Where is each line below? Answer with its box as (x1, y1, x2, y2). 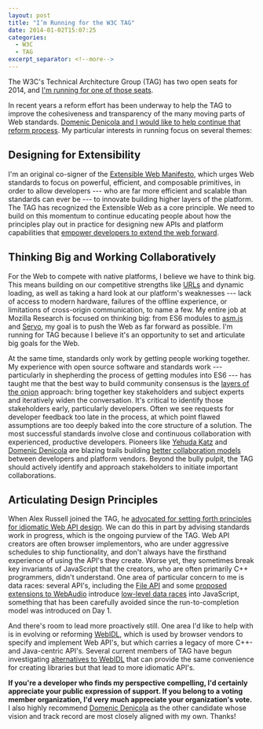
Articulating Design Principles (8, 493, 159, 506)
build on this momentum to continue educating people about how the (8, 211, 232, 220)
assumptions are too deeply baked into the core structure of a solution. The (8, 420, 253, 429)
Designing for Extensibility (8, 149, 141, 162)
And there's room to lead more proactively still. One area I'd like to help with (8, 621, 254, 631)
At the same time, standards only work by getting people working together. (8, 353, 250, 363)
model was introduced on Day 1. (8, 606, 112, 616)
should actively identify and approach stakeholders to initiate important (8, 462, 239, 472)
